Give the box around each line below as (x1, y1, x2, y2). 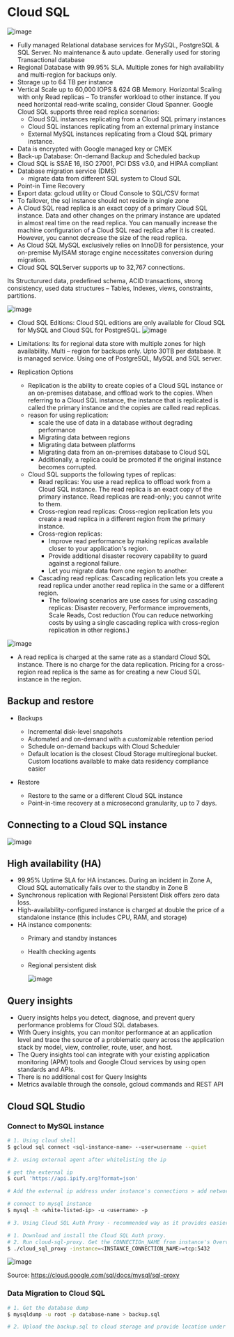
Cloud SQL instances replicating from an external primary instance (27, 122, 219, 130)
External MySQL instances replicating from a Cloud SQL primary (27, 130, 212, 138)
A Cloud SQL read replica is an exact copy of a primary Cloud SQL (17, 204, 208, 212)
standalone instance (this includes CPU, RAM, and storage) (17, 913, 187, 921)
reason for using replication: (27, 411, 109, 419)
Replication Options (17, 368, 74, 376)
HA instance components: (17, 921, 92, 929)
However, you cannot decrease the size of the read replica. (17, 233, 187, 241)
